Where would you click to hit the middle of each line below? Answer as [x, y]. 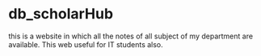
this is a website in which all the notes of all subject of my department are [130, 36]
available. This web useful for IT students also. [86, 44]
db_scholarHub [61, 14]
